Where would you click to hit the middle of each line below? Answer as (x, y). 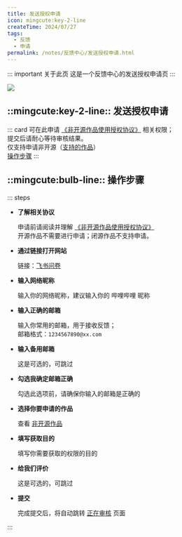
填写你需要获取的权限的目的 (57, 453)
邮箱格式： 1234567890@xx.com (59, 333)
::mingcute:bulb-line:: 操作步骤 (76, 180)
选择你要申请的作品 (45, 409)
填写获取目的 (36, 438)
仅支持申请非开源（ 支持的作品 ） (53, 147)
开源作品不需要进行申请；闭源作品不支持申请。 (85, 235)
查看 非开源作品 (40, 423)
